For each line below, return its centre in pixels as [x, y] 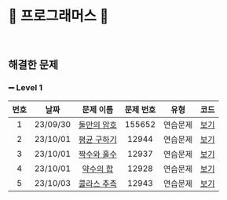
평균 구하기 [98, 140]
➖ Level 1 [26, 88]
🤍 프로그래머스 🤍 [59, 16]
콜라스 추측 [98, 184]
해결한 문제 [33, 65]
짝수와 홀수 [98, 154]
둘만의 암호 [98, 125]
